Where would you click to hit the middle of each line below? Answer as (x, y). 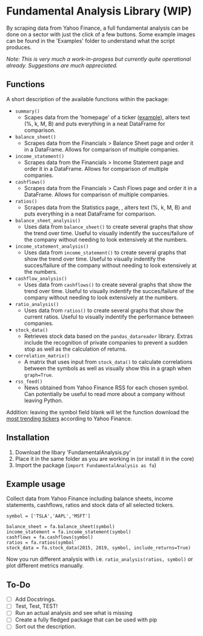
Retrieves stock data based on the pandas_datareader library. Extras (108, 336)
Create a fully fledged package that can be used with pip (86, 620)
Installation (28, 438)
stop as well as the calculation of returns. (75, 349)
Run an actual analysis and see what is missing (74, 613)
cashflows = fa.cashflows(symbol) (50, 537)
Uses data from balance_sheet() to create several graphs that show (108, 227)
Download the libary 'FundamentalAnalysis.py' (73, 452)
